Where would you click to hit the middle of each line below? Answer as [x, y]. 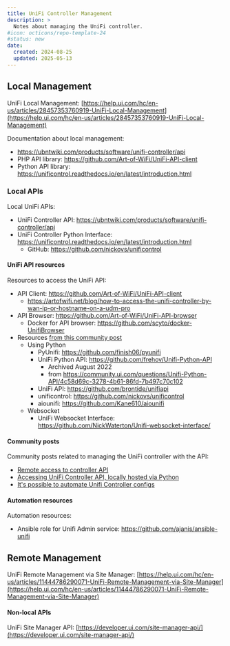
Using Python [47, 345]
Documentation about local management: [66, 138]
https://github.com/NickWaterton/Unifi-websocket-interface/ [124, 425]
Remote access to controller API [63, 470]
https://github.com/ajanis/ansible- [169, 529]
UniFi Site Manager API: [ [43, 627]
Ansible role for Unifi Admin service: [69, 529]
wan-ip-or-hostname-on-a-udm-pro [79, 308]
